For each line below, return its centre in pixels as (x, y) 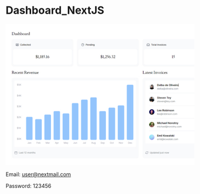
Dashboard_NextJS (55, 10)
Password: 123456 (28, 186)
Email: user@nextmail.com (38, 174)
